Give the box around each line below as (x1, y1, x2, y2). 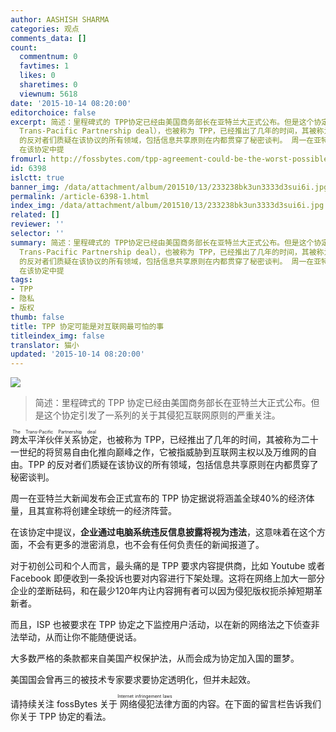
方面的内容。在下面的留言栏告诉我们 (172, 698, 322, 710)
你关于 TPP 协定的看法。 (10, 711, 112, 723)
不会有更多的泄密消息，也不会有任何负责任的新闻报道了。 (27, 539, 265, 551)
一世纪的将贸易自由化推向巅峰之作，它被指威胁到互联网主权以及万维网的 (10, 446, 308, 458)
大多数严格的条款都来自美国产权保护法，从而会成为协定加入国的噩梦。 (10, 652, 300, 665)
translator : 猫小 (10, 340, 80, 350)
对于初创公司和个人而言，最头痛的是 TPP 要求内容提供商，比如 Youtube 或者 (10, 560, 326, 572)
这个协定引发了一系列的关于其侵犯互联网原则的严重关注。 (43, 409, 281, 421)
